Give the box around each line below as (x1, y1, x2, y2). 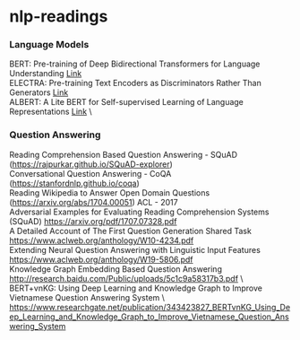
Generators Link (9, 87, 69, 98)
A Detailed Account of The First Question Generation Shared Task (9, 225, 253, 236)
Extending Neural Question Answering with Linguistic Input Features (9, 244, 261, 255)
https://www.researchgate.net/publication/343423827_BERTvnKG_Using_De (9, 301, 291, 312)
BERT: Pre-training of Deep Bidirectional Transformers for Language (9, 58, 261, 69)
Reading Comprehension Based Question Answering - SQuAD (9, 149, 238, 160)
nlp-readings (9, 6, 108, 27)
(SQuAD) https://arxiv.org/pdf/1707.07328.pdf (9, 215, 177, 226)
